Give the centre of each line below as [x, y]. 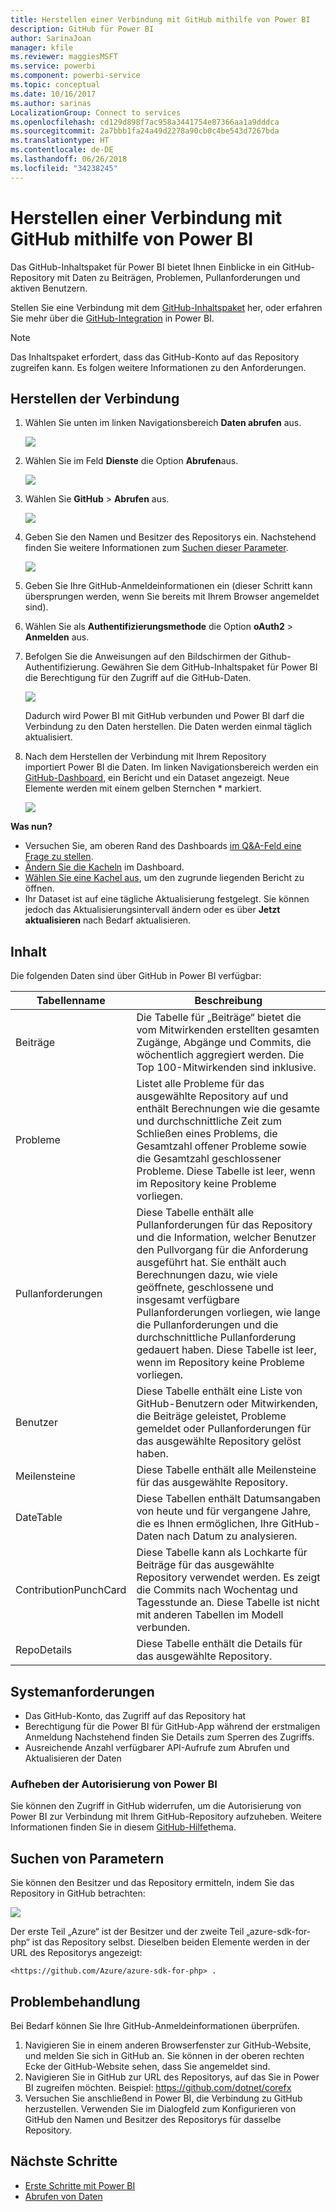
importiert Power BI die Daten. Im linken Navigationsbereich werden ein [171, 767]
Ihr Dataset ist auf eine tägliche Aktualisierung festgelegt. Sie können [167, 899]
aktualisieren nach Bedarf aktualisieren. [108, 920]
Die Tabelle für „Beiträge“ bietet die [219, 1018]
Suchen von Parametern [87, 1858]
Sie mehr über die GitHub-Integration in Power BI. [112, 318]
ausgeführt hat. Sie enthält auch [211, 1263]
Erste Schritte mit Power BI [80, 2185]
